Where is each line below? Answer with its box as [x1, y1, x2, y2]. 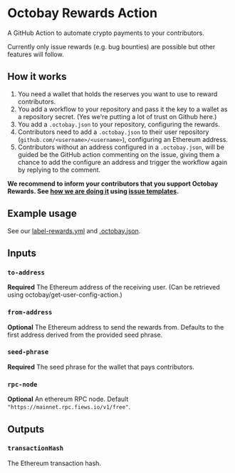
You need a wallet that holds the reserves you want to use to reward [17, 89, 218, 98]
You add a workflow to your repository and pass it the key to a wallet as [17, 105, 228, 113]
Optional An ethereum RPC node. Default [7, 395, 129, 404]
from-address [7, 308, 53, 317]
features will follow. [7, 50, 64, 59]
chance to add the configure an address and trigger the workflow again [17, 158, 228, 166]
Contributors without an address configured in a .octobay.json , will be [17, 143, 224, 151]
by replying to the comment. [17, 166, 101, 174]
